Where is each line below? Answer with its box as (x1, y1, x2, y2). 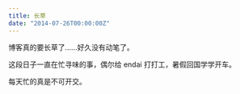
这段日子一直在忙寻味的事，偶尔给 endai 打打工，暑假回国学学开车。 (8, 59, 237, 69)
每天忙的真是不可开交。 (8, 76, 86, 86)
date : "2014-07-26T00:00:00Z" (8, 19, 111, 27)
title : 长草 (8, 11, 46, 20)
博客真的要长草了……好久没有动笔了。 (8, 42, 135, 52)
